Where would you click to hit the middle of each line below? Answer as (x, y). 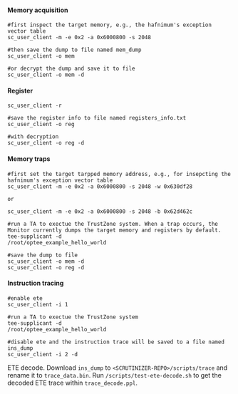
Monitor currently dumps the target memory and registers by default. (114, 230)
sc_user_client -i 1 (38, 304)
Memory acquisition (38, 10)
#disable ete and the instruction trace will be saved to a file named (116, 342)
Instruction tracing (36, 283)
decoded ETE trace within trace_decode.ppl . (72, 383)
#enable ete (25, 298)
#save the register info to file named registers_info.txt (97, 118)
